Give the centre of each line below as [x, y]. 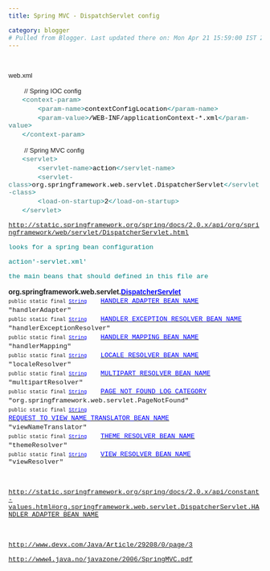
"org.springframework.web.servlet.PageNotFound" [98, 401]
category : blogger [39, 30]
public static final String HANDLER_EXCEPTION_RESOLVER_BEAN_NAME [125, 320]
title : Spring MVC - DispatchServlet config [84, 16]
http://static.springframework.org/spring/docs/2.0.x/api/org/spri [134, 226]
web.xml [20, 76]
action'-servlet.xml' [48, 262]
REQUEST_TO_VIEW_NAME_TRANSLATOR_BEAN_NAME [89, 419]
